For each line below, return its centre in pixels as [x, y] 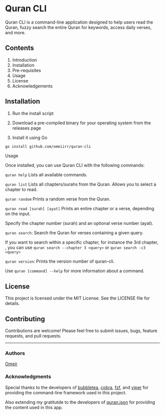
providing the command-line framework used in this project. [66, 392]
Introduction [25, 60]
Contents [20, 48]
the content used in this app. [34, 407]
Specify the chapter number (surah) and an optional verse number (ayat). [79, 223]
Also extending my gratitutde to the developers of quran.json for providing [80, 402]
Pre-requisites [27, 70]
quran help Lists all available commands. [46, 175]
